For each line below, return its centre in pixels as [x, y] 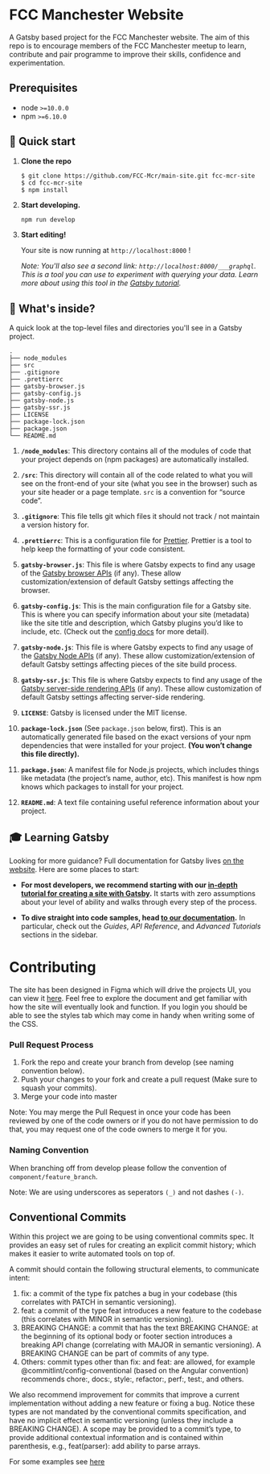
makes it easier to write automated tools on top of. [92, 1254]
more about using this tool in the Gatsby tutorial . [101, 283]
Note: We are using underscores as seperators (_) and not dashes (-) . [127, 1192]
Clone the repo [46, 161]
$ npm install [44, 190]
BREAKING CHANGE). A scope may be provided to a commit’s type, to [125, 1429]
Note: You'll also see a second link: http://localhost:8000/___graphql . [138, 266]
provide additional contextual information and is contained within [117, 1438]
